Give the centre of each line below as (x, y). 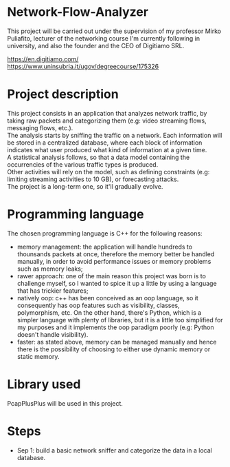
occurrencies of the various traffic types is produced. (83, 164)
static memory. (38, 356)
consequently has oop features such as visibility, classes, (98, 305)
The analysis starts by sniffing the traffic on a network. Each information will (115, 135)
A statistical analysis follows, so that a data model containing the (99, 157)
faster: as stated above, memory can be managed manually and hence (117, 342)
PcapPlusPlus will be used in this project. (65, 403)
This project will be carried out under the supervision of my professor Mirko (114, 31)
